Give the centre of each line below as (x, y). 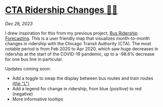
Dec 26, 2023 (19, 24)
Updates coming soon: (28, 69)
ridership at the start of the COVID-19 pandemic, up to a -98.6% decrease (80, 54)
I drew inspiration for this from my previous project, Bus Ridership (71, 33)
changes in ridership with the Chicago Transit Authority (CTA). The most (78, 43)
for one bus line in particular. (34, 59)
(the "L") (21, 83)
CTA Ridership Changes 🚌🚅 (61, 10)
